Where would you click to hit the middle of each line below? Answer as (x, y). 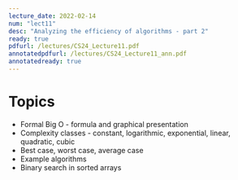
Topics (32, 102)
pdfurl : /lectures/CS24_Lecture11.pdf (74, 46)
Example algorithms (53, 159)
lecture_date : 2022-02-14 (52, 16)
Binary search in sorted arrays (71, 167)
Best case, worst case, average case (82, 150)
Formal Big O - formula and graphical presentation (104, 124)
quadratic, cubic (48, 141)
